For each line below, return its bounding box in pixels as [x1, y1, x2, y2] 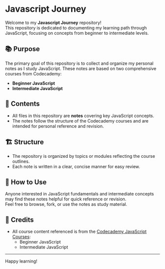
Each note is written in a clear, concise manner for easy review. [12, 164, 140, 170]
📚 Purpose [5, 45, 40, 53]
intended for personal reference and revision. [12, 123, 104, 129]
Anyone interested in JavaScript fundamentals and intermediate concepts [5, 191, 154, 197]
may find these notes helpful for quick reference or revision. [5, 196, 127, 202]
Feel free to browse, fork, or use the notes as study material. [5, 201, 128, 207]
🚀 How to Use [5, 178, 47, 186]
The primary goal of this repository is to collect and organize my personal [5, 60, 154, 66]
